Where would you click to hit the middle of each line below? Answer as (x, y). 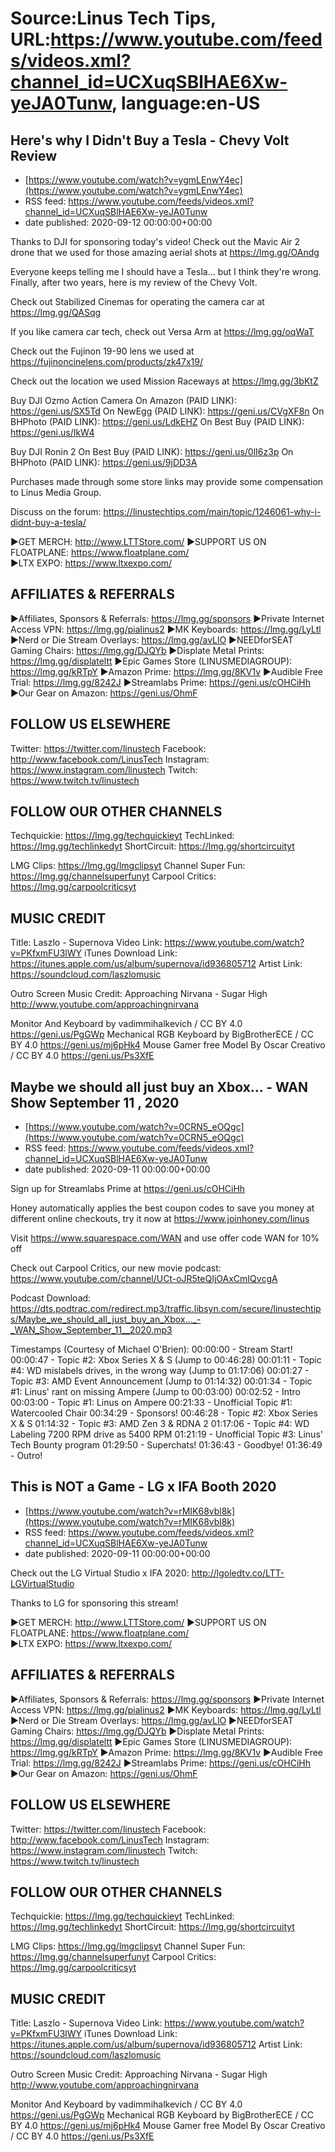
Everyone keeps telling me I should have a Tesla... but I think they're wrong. (166, 271)
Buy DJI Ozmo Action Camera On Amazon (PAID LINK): (123, 400)
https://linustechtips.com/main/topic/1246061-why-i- (212, 511)
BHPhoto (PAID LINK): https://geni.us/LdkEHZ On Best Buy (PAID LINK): (157, 421)
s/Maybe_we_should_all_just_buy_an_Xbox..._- (106, 1319)
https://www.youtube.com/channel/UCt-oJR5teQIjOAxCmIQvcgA (144, 1279)
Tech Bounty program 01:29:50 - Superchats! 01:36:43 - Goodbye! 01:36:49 (166, 1445)
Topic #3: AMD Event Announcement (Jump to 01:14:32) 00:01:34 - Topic (161, 1381)
